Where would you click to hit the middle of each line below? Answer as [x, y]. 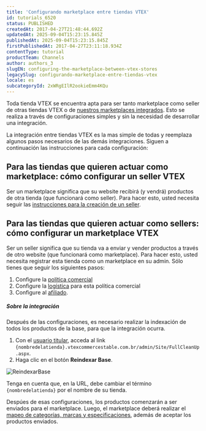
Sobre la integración [33, 306]
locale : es [20, 80]
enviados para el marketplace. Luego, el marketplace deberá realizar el [96, 408]
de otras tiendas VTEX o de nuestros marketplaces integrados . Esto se [96, 110]
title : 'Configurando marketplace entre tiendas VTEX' [78, 12]
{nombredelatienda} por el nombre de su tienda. [67, 390]
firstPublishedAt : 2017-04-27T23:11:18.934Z [64, 47]
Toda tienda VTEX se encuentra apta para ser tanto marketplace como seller [103, 103]
